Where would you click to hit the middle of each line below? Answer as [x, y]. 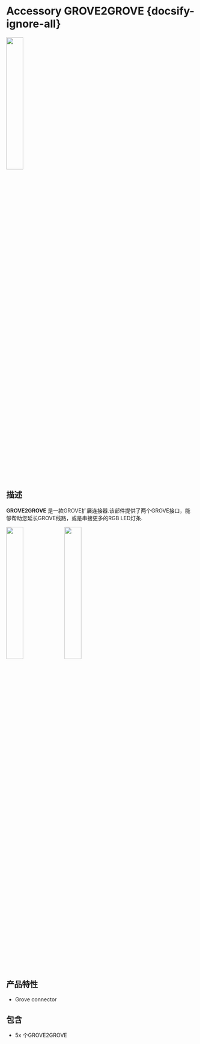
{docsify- [171, 11]
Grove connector [36, 999]
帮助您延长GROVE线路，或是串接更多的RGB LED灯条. [77, 518]
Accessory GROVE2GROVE [75, 11]
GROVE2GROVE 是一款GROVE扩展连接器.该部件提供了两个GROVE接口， [96, 511]
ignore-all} [34, 24]
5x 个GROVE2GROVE [41, 1035]
